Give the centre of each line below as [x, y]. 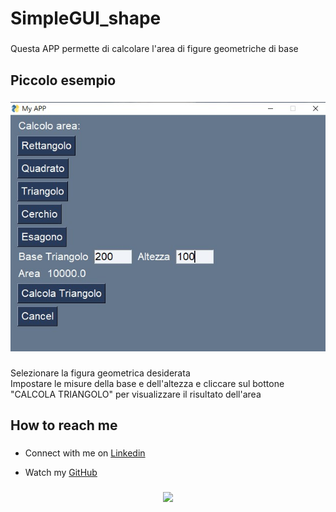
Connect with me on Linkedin [85, 453]
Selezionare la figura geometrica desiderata [100, 373]
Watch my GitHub [61, 473]
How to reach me [64, 425]
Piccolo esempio [63, 80]
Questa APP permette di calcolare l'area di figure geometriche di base [154, 49]
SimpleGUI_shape [86, 18]
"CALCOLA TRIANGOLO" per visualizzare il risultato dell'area [136, 394]
